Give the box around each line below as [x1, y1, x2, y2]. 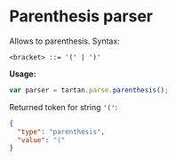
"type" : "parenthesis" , [17, 127, 105, 136]
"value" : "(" [17, 135, 66, 144]
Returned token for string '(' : [9, 101, 118, 112]
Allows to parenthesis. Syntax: [9, 36, 120, 46]
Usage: [9, 68, 37, 79]
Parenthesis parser [9, 6, 154, 27]
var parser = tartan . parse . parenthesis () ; [9, 85, 169, 94]
